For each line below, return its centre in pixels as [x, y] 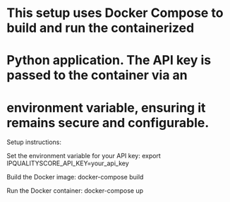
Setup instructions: [34, 142]
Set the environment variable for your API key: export [84, 156]
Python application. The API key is [109, 60]
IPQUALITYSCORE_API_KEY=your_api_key [68, 163]
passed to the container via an [97, 75]
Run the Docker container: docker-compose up [75, 191]
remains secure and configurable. [108, 123]
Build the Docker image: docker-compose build [75, 177]
